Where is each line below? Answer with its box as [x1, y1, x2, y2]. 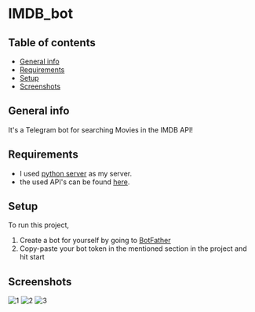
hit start [19, 252, 45, 262]
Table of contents [8, 36, 96, 49]
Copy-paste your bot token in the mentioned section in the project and [19, 244, 247, 253]
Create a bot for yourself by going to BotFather [19, 236, 171, 245]
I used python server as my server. [19, 169, 132, 178]
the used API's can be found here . [19, 177, 130, 187]
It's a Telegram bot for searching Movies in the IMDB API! [8, 125, 194, 134]
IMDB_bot [8, 5, 74, 23]
